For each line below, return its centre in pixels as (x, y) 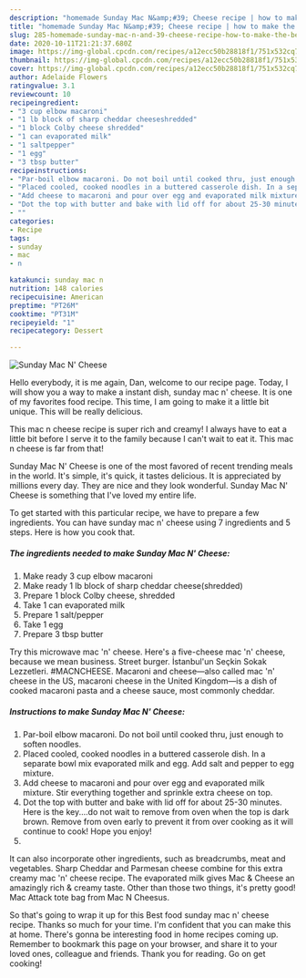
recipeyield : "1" (42, 323)
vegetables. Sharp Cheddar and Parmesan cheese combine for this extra (146, 869)
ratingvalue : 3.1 (42, 86)
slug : (20, 35)
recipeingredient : (44, 103)
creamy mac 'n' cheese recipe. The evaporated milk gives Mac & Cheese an (152, 878)
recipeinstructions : (49, 170)
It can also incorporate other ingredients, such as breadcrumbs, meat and (148, 859)
